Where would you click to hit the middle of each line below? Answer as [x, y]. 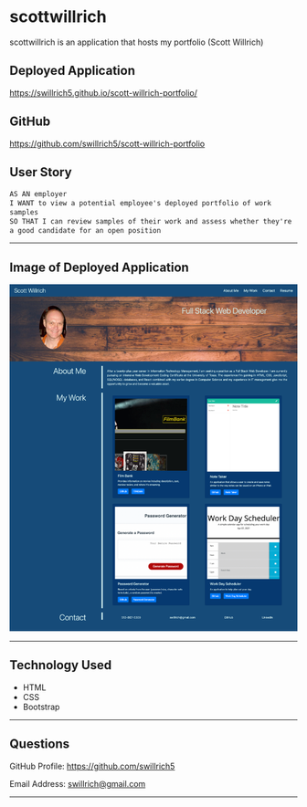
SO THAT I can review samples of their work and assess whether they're [151, 222]
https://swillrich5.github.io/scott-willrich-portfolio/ [104, 92]
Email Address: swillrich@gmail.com [78, 783]
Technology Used [61, 665]
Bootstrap [41, 707]
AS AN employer [38, 194]
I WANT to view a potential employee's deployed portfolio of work [141, 204]
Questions [40, 744]
